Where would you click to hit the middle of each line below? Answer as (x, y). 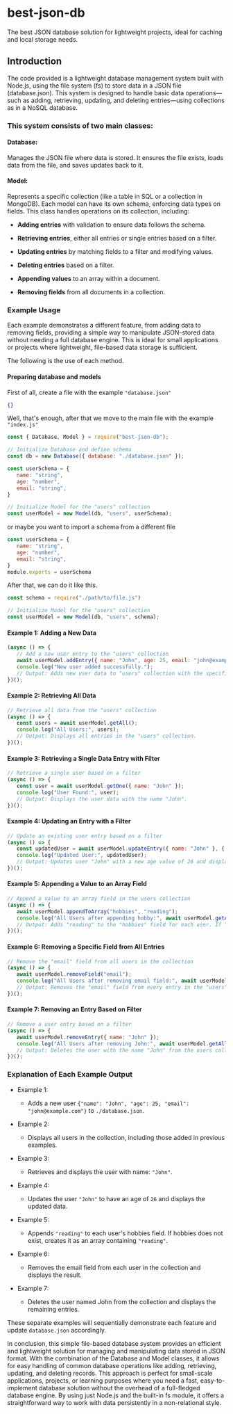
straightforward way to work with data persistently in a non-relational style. (114, 1402)
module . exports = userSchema (49, 572)
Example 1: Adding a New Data (52, 633)
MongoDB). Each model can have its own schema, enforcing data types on (114, 204)
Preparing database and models (54, 376)
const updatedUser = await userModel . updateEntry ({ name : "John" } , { (121, 849)
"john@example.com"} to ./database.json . (86, 1110)
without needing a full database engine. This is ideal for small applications (113, 340)
